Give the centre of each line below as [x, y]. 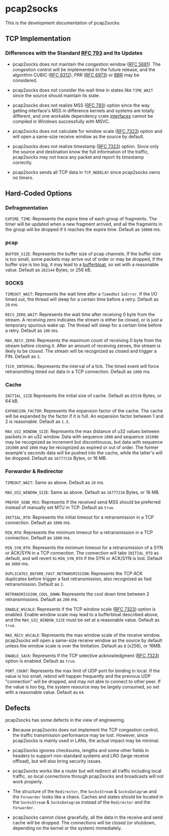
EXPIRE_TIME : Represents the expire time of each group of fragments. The [81, 219]
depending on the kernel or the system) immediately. [67, 828]
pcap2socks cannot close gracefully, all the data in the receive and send [88, 817]
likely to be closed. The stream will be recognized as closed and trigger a [81, 351]
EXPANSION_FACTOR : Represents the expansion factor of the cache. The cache [84, 411]
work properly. [28, 782]
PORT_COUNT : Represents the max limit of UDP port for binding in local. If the [82, 671]
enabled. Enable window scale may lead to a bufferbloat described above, [82, 614]
